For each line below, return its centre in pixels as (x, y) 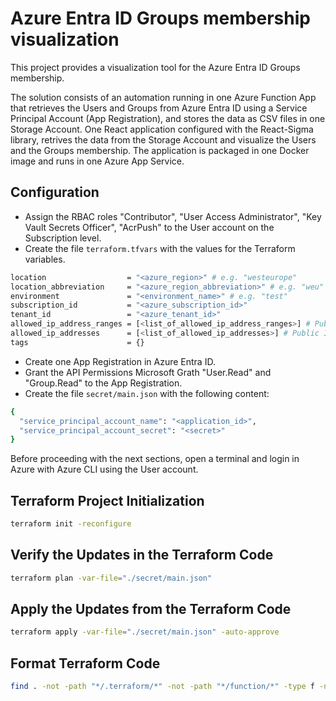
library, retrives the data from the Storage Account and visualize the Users (163, 139)
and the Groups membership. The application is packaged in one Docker (160, 150)
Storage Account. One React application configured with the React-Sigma (162, 129)
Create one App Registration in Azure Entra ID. (120, 361)
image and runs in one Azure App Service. (97, 161)
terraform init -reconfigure (71, 524)
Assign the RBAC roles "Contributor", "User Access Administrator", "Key (173, 216)
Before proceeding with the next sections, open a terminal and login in (155, 459)
